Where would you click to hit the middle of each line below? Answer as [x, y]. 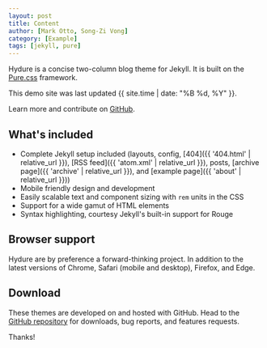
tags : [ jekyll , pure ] [45, 46]
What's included [51, 134]
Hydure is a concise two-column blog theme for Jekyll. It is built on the [126, 69]
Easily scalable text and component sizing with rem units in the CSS [132, 197]
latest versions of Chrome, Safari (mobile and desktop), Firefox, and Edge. [132, 267]
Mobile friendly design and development [87, 188]
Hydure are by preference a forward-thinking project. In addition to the [126, 259]
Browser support [52, 240]
